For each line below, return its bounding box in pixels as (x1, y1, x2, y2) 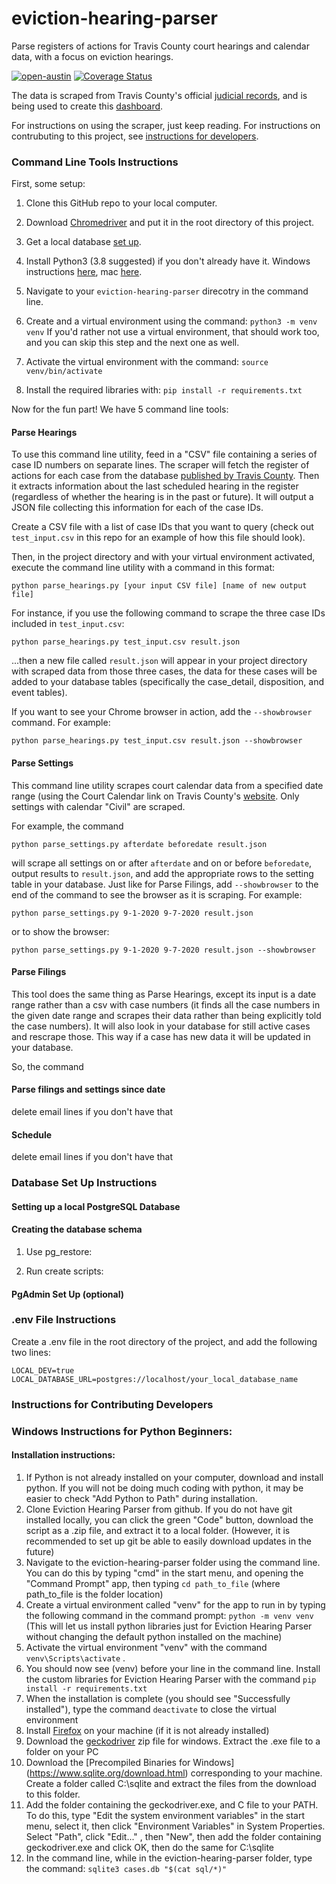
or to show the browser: (11, 925, 110, 937)
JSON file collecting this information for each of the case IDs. (11, 502, 264, 514)
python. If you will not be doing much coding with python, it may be (25, 1482, 304, 1494)
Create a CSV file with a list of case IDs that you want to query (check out (11, 521, 314, 533)
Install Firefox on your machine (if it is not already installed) (25, 1724, 270, 1736)
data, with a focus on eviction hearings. (11, 50, 174, 62)
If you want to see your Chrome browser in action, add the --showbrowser (11, 706, 313, 718)
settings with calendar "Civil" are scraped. (11, 800, 186, 812)
